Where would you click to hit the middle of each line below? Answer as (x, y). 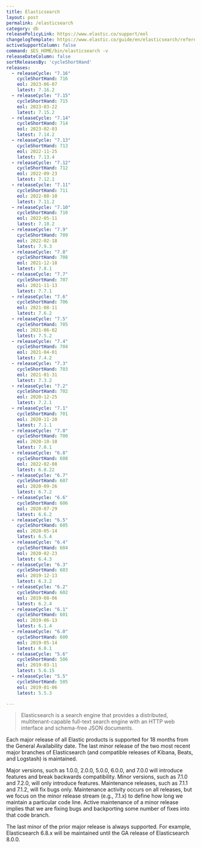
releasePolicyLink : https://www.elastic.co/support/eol (77, 34)
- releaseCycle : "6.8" (40, 453)
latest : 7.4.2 (34, 358)
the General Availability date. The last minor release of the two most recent (98, 746)
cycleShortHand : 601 (42, 615)
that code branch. (28, 815)
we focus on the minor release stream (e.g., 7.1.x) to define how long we (95, 796)
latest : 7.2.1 (34, 403)
